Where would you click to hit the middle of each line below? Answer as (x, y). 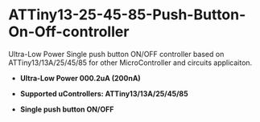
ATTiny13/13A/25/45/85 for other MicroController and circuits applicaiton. (130, 63)
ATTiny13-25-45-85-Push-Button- (127, 15)
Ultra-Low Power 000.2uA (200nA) (80, 78)
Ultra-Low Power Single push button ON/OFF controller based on (116, 54)
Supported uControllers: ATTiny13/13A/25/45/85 (104, 93)
